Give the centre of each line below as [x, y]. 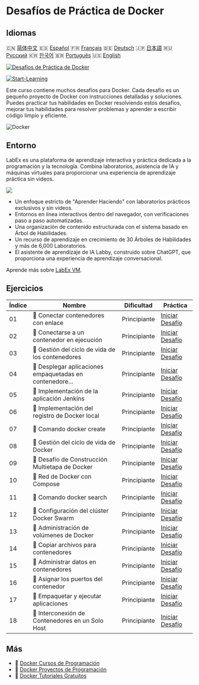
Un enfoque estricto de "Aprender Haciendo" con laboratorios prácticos [102, 201]
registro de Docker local [66, 415]
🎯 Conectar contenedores [68, 315]
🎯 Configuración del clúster [70, 510]
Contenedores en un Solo [68, 620]
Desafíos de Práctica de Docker [85, 11]
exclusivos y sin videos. [44, 208]
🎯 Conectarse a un [58, 332]
